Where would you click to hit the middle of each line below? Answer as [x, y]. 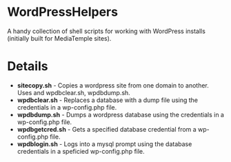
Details [28, 67]
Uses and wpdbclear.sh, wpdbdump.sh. [74, 92]
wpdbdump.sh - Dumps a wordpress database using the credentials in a [120, 114]
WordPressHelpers [63, 12]
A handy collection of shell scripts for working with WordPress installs [106, 31]
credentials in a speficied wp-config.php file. [81, 151]
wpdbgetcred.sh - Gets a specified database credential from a [107, 129]
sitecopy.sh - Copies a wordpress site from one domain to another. [113, 85]
